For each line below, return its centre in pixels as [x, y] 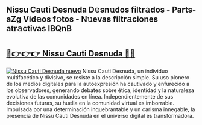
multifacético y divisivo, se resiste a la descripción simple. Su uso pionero [98, 77]
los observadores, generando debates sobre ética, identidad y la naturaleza [100, 90]
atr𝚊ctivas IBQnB [39, 29]
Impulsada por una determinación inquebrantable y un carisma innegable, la [101, 109]
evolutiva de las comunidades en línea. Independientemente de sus [90, 96]
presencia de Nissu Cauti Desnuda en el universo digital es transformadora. [100, 116]
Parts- [184, 10]
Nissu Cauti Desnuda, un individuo [125, 71]
